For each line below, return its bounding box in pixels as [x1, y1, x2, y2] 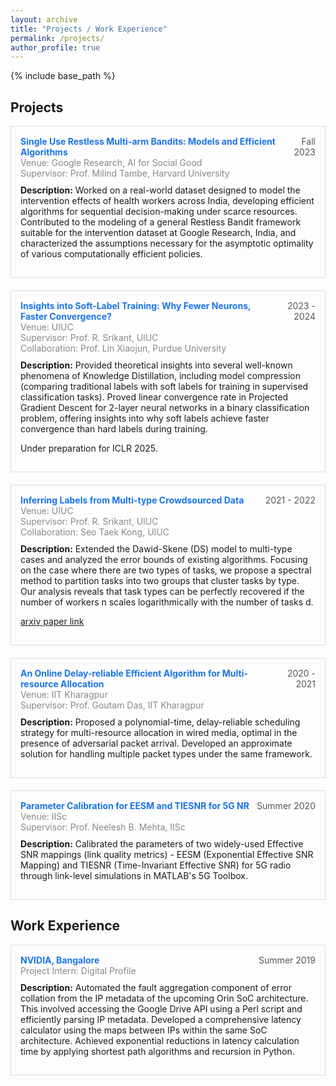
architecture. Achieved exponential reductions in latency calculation [20, 1034, 300, 1046]
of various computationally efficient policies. [20, 248, 203, 260]
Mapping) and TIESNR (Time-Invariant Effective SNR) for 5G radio [20, 859, 292, 871]
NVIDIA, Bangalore [20, 954, 100, 966]
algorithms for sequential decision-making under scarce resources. [20, 206, 298, 218]
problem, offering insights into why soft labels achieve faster [20, 412, 270, 425]
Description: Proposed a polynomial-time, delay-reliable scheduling [20, 716, 301, 728]
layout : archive [10, 14, 78, 25]
